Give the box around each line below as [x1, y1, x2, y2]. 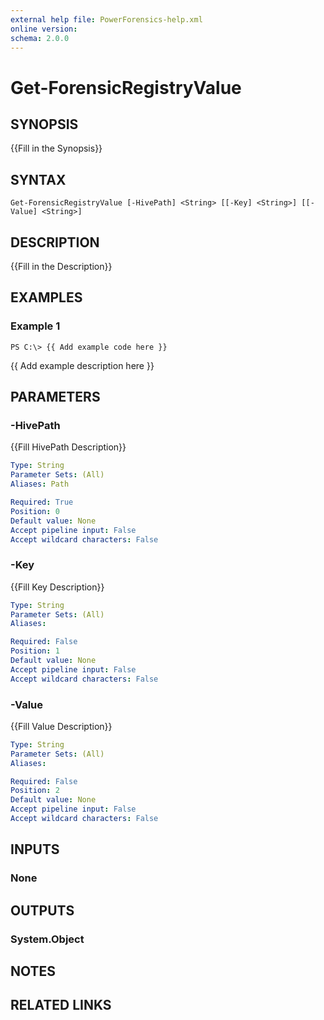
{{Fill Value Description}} [10, 720, 113, 732]
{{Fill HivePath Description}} [10, 441, 127, 453]
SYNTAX [10, 171, 67, 188]
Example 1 [10, 319, 61, 333]
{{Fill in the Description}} [10, 261, 113, 272]
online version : [10, 24, 78, 34]
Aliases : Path [10, 479, 70, 490]
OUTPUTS [10, 902, 75, 919]
